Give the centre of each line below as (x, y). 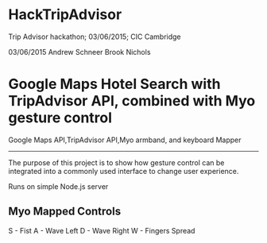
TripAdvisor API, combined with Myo (132, 101)
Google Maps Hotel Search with (114, 84)
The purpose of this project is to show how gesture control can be (116, 162)
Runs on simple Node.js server (58, 186)
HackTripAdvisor (65, 15)
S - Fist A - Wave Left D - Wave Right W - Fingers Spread (102, 230)
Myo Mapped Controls (65, 212)
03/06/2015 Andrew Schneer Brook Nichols (79, 52)
